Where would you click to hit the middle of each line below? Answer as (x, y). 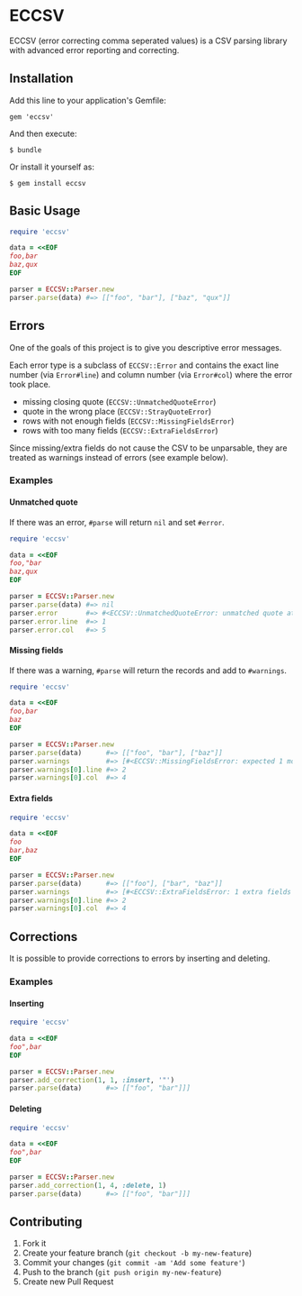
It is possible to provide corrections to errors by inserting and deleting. (140, 958)
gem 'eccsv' (31, 117)
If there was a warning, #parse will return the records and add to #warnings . (148, 670)
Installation (41, 79)
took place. (30, 384)
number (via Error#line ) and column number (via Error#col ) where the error (151, 374)
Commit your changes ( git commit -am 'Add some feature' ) (133, 1263)
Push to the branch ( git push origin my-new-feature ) (122, 1273)
